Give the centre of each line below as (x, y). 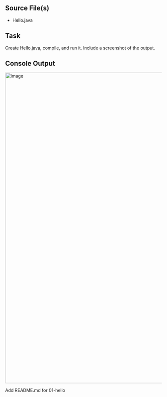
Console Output (30, 63)
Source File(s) (27, 8)
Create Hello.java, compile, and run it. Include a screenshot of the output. (80, 48)
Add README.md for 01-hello (35, 391)
